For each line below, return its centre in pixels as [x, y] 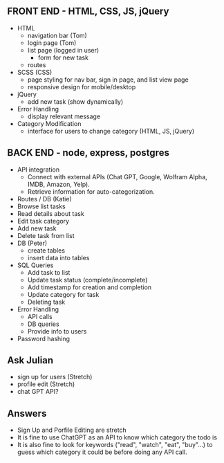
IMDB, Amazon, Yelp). [58, 184]
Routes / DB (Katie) [45, 199]
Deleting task [46, 302]
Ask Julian [30, 360]
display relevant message [64, 116]
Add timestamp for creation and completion [90, 287]
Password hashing [44, 338]
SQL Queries [35, 265]
